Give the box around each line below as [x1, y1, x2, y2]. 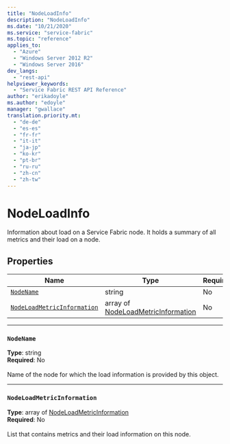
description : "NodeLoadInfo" [7, 16, 90, 23]
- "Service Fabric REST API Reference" [13, 86, 127, 93]
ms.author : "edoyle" [7, 100, 66, 106]
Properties [7, 255, 53, 267]
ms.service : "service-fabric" [7, 29, 94, 36]
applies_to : [7, 42, 41, 49]
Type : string [7, 349, 42, 357]
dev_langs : [7, 67, 38, 74]
